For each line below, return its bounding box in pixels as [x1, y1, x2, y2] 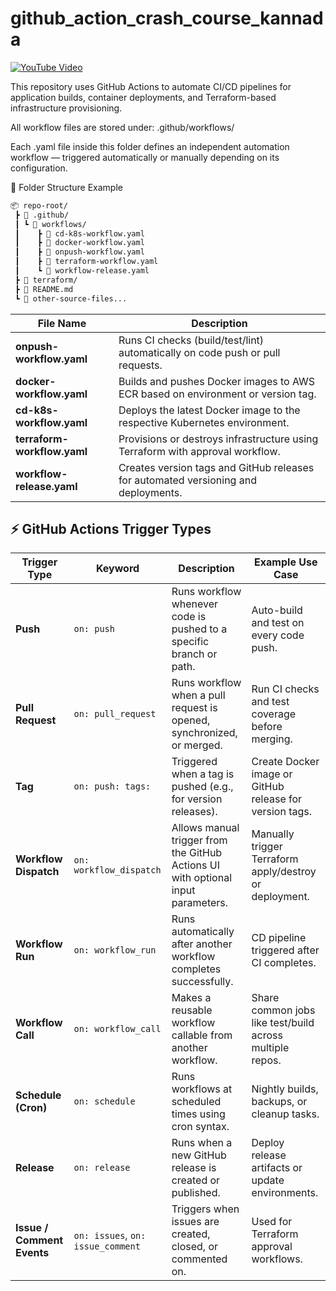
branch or [171, 647, 218, 661]
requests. [118, 358, 163, 372]
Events [15, 1246, 50, 1260]
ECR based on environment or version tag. [118, 387, 317, 401]
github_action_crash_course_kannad [10, 7, 324, 30]
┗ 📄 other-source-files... [14, 293, 128, 304]
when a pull [171, 688, 226, 702]
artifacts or [251, 1161, 303, 1175]
